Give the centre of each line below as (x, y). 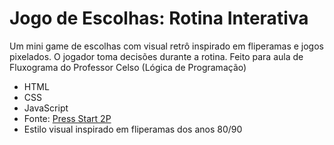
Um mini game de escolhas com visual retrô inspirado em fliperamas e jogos (166, 46)
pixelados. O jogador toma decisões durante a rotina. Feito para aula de (156, 56)
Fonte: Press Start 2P (67, 118)
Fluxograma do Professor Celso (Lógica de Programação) (128, 67)
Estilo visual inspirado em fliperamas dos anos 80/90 (133, 129)
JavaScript (46, 108)
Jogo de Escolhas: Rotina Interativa (159, 18)
